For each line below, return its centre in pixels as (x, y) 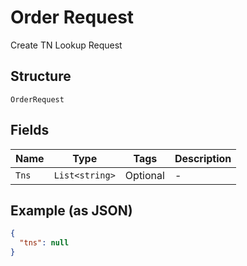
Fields (30, 130)
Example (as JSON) (71, 210)
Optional (144, 175)
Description (203, 158)
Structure (41, 76)
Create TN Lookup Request (66, 45)
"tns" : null (44, 243)
